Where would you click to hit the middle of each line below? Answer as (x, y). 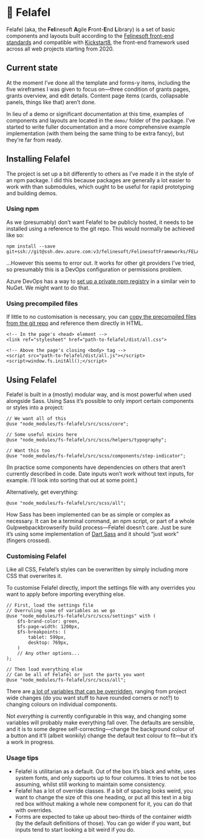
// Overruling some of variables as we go (61, 611)
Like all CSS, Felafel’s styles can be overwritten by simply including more (97, 569)
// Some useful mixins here (42, 434)
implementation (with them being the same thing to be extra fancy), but (95, 133)
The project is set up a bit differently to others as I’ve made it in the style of (100, 174)
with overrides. (34, 810)
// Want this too (28, 451)
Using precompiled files (42, 303)
